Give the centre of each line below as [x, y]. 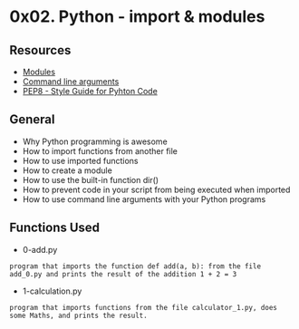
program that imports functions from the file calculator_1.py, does [144, 307]
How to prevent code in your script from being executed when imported [156, 189]
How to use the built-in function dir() [91, 179]
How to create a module [68, 170]
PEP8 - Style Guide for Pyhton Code [90, 91]
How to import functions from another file [100, 150]
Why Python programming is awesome [95, 141]
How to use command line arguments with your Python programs [144, 199]
